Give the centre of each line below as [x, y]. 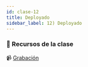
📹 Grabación [23, 57]
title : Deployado [28, 18]
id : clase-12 [23, 12]
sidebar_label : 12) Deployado [44, 23]
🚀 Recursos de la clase [40, 44]
